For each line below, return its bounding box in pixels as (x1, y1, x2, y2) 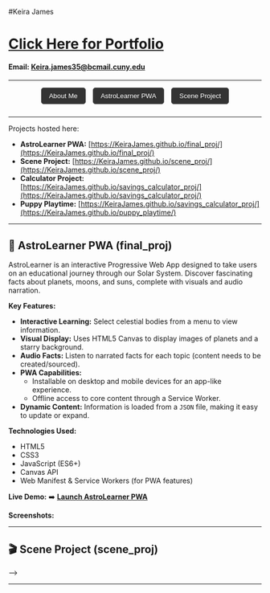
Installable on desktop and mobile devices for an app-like (31, 377, 223, 386)
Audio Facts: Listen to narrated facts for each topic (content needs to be (19, 351, 261, 361)
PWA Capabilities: (19, 368, 82, 378)
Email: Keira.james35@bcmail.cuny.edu (8, 62, 145, 72)
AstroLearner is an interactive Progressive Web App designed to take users (8, 260, 257, 270)
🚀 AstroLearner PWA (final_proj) (8, 239, 173, 252)
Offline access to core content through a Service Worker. (31, 394, 221, 403)
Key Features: (8, 301, 56, 311)
